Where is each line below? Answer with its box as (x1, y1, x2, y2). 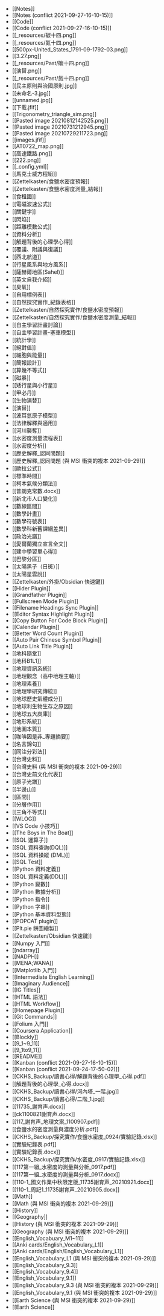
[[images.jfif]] (11, 136, 46, 143)
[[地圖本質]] (11, 725, 42, 732)
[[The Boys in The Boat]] (11, 829, 74, 836)
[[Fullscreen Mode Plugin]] (11, 598, 78, 605)
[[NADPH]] (11, 953, 39, 960)
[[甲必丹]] (11, 389, 36, 396)
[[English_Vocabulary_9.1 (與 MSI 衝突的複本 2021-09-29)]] (11, 1289, 157, 1296)
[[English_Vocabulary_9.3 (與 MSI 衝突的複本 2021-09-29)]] (11, 1282, 159, 1289)
